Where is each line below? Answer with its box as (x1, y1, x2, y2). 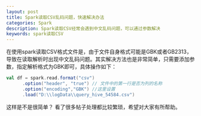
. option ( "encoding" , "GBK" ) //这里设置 (22, 86, 115, 92)
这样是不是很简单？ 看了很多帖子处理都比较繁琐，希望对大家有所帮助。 (6, 103, 181, 111)
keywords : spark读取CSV (6, 31, 64, 37)
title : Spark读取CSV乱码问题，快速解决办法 (6, 14, 105, 20)
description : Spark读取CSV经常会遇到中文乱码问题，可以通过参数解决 (6, 25, 160, 32)
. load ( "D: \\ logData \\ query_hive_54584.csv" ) (22, 91, 135, 97)
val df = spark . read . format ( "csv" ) (6, 75, 95, 81)
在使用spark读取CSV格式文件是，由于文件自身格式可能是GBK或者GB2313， (6, 48, 193, 56)
